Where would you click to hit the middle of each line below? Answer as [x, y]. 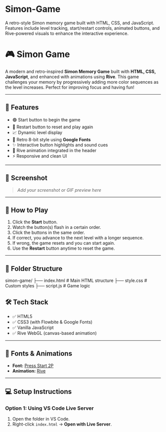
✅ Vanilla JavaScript [33, 327]
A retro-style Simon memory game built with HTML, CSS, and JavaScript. [80, 23]
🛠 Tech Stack [27, 302]
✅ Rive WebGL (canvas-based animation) [55, 333]
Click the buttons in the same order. [49, 233]
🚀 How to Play [27, 210]
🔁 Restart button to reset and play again [53, 127]
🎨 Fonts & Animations [39, 353]
